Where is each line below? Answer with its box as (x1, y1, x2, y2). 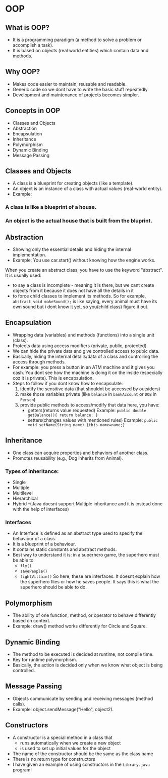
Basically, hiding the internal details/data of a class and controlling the (12, 353, 158, 359)
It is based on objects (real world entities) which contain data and (12, 48, 149, 53)
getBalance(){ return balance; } (27, 413, 98, 418)
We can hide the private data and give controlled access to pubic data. (12, 348, 160, 354)
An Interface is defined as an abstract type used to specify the (12, 530, 143, 536)
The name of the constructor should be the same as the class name (12, 751, 153, 757)
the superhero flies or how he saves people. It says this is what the (20, 579, 159, 585)
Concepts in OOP (5, 106, 61, 115)
